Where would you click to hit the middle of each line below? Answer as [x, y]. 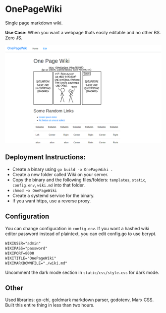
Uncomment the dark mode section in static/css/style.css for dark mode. [82, 272]
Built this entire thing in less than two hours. [50, 305]
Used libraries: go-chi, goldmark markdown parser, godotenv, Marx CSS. [80, 300]
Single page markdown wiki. [34, 23]
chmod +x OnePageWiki [34, 190]
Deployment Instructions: [45, 157]
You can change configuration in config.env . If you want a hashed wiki [77, 228]
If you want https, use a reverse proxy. [51, 201]
